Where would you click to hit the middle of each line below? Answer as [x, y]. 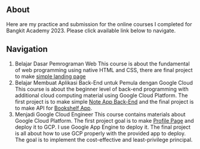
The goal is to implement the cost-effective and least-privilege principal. [104, 139]
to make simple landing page [50, 76]
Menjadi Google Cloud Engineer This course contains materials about [100, 114]
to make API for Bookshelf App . [53, 108]
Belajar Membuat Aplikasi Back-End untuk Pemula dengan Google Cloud [104, 82]
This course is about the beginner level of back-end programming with [102, 89]
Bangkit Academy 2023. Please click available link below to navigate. [91, 30]
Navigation [27, 49]
